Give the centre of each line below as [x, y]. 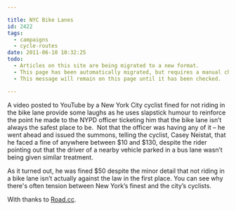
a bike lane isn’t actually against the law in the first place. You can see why [115, 178]
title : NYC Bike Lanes [40, 20]
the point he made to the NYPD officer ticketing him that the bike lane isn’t [114, 119]
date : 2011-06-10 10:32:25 [47, 53]
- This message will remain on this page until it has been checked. [117, 79]
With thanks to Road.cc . [42, 199]
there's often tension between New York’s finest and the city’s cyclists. [110, 185]
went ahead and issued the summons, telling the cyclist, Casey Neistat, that [117, 135]
